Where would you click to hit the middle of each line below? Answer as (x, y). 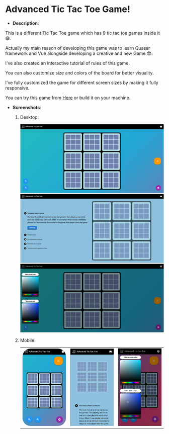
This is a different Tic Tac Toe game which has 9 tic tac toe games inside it (82, 33)
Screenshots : (27, 107)
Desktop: (29, 117)
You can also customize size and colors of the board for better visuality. (80, 73)
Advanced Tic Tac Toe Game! (68, 9)
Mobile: (28, 340)
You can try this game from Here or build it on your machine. (68, 98)
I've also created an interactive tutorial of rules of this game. (67, 63)
